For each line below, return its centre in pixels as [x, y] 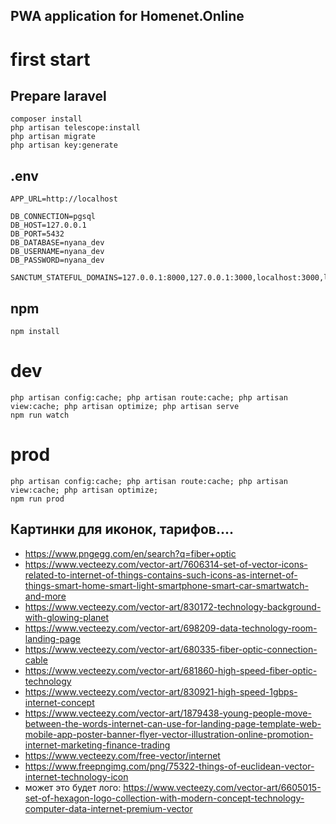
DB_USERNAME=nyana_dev [57, 252]
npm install [35, 332]
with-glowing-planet [67, 617]
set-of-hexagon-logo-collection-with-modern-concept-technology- [164, 798]
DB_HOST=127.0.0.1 [48, 225]
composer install [46, 119]
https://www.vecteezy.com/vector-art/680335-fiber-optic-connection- [171, 649]
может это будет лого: [73, 787]
